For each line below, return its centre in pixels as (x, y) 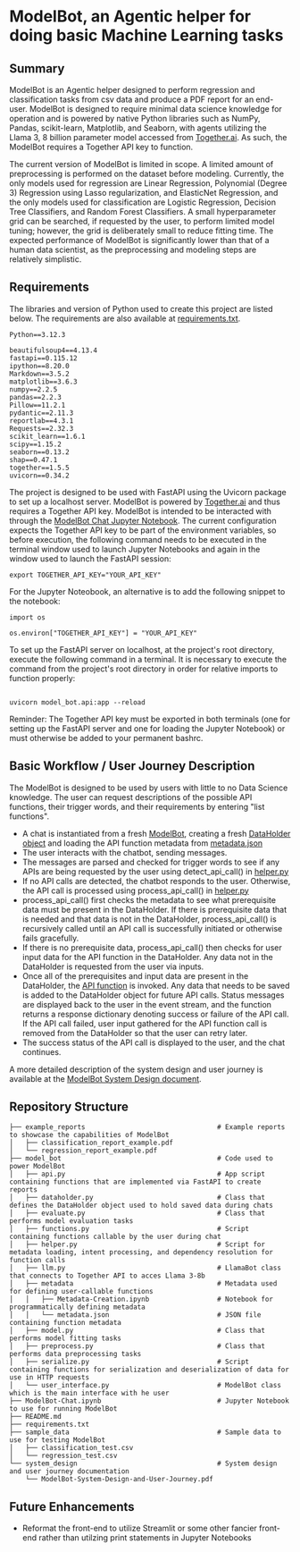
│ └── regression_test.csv (63, 1456)
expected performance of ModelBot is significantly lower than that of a (139, 240)
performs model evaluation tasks (71, 1221)
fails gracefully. (50, 938)
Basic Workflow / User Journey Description (132, 766)
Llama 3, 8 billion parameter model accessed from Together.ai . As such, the (148, 137)
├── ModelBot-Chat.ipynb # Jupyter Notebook (150, 1401)
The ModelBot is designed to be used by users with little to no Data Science (149, 788)
